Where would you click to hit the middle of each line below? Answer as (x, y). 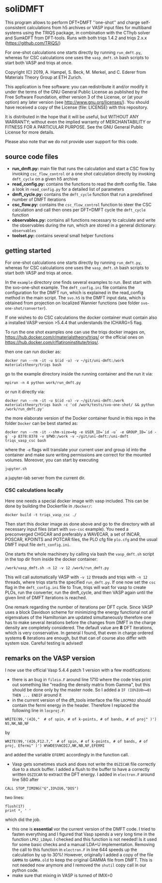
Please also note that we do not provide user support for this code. (72, 141)
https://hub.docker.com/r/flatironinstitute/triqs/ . (52, 342)
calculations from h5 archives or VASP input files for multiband (89, 27)
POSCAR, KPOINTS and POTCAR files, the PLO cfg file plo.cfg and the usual (81, 539)
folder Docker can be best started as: (42, 423)
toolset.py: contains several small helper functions (63, 235)
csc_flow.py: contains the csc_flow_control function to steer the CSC (82, 204)
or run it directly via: (25, 392)
